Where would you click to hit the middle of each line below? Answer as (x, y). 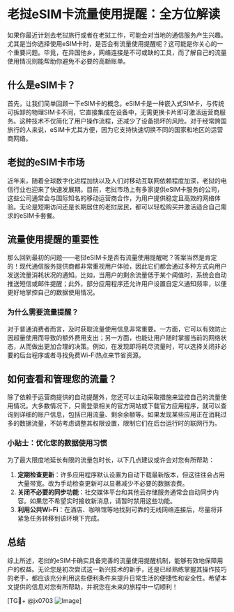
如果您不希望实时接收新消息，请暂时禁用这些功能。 (103, 500)
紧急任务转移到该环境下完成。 (60, 518)
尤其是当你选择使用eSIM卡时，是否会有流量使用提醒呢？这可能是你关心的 (112, 43)
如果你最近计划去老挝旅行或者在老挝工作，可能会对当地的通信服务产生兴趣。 (117, 35)
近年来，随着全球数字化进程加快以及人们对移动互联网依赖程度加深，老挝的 (114, 180)
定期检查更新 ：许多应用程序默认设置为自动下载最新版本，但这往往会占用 (121, 475)
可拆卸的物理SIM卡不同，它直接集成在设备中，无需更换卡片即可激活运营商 (114, 112)
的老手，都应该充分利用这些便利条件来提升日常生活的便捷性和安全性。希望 (114, 578)
